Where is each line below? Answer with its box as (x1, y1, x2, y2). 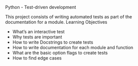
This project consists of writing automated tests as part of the (5, 14, 132, 19)
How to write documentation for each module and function (12, 45, 133, 50)
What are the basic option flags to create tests (12, 50, 108, 56)
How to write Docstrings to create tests (12, 39, 93, 45)
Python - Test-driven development (5, 4, 76, 10)
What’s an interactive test (12, 29, 65, 34)
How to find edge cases (12, 55, 62, 61)
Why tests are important (12, 34, 62, 40)
